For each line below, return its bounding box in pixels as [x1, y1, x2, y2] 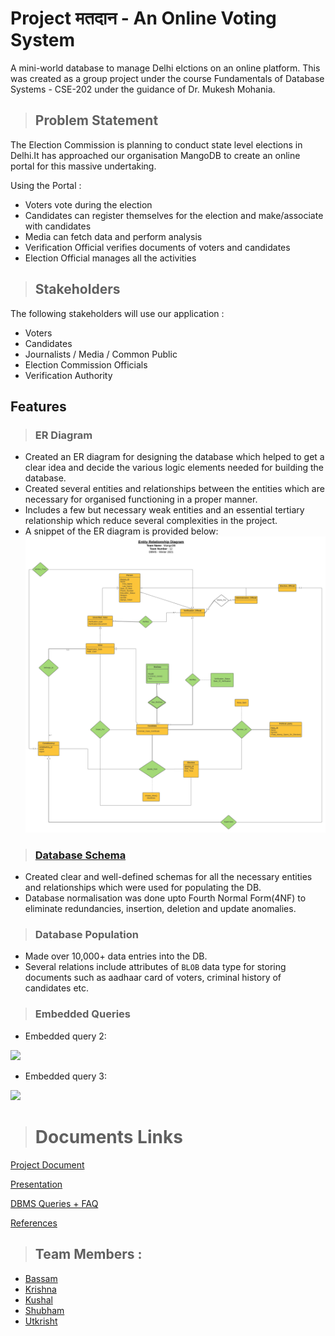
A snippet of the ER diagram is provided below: [24, 525, 219, 537]
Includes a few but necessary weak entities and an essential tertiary [24, 504, 305, 516]
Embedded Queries [34, 1007, 131, 1021]
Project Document [10, 1158, 85, 1171]
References [10, 1217, 58, 1229]
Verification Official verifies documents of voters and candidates [24, 241, 291, 253]
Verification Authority [24, 369, 113, 381]
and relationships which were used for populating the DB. [24, 882, 262, 894]
